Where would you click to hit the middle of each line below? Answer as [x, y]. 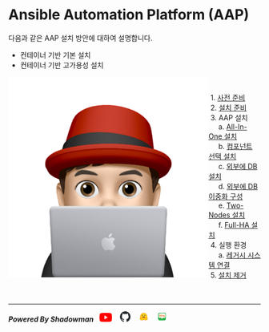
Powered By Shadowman [51, 319]
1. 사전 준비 [228, 97]
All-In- [237, 127]
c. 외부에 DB [238, 166]
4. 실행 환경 [228, 245]
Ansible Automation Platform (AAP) [129, 15]
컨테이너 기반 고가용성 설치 [62, 65]
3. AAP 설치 [229, 117]
